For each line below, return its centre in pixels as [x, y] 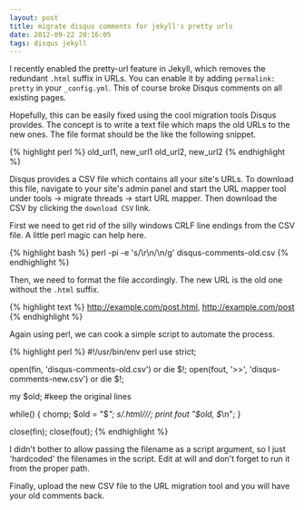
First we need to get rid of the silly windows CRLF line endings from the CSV [152, 226]
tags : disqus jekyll [49, 43]
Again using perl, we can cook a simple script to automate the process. [142, 334]
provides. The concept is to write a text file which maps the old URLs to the [150, 125]
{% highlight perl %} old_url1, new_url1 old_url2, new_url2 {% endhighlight [147, 152]
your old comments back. [57, 496]
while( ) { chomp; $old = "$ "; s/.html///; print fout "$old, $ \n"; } [125, 414]
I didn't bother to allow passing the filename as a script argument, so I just [147, 449]
